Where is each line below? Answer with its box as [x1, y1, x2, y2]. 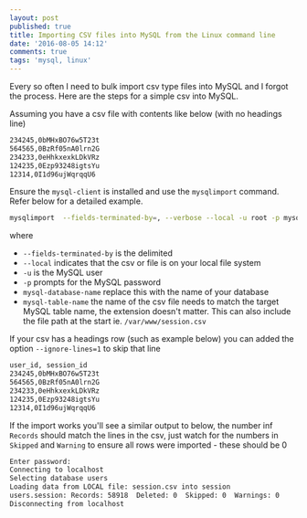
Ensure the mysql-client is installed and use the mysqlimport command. [9, 186, 280, 197]
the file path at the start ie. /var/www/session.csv [22, 316, 207, 327]
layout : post [9, 13, 59, 23]
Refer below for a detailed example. [9, 196, 143, 206]
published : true [9, 22, 71, 31]
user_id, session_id [9, 361, 89, 370]
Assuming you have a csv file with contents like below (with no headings [9, 109, 282, 119]
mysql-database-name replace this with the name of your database [22, 287, 270, 298]
